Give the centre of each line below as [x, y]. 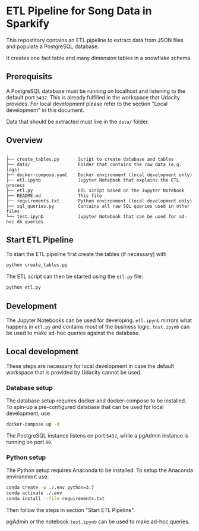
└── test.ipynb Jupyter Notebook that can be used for [91, 216]
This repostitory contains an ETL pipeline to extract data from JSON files [95, 40]
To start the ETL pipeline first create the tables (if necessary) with [86, 254]
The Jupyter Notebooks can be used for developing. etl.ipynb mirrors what [99, 320]
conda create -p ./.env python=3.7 [50, 488]
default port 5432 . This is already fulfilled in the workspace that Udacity [93, 97]
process [16, 185]
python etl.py [24, 288]
